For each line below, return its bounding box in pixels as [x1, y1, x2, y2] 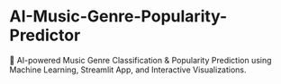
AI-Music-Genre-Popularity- [9, 6, 228, 27]
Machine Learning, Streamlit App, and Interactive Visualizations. [9, 64, 247, 75]
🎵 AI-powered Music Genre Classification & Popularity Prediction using [9, 55, 272, 65]
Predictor [9, 25, 81, 46]
